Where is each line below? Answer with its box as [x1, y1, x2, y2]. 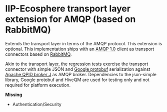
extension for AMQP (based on [5, 13, 136, 25]
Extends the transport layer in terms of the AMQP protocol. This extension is [5, 40, 162, 46]
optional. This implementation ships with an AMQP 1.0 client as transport [5, 46, 154, 52]
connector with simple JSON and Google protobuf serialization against [5, 66, 150, 72]
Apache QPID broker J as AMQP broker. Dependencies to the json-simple [5, 71, 156, 77]
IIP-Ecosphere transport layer [5, 3, 131, 14]
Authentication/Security [12, 101, 61, 107]
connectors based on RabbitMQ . [5, 51, 72, 57]
